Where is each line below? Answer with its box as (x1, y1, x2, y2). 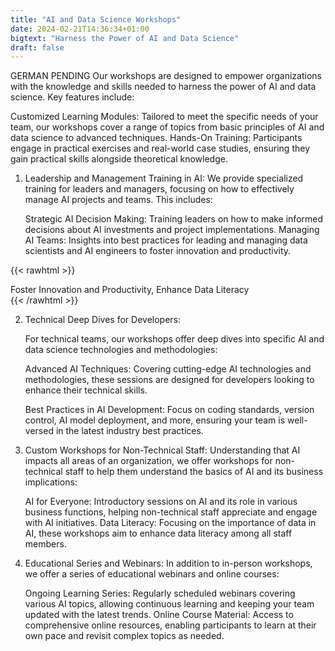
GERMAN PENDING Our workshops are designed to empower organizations (10, 70, 322, 82)
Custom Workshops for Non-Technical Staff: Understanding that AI (24, 444, 301, 456)
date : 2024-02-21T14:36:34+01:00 (10, 24, 150, 34)
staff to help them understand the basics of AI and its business (64, 466, 324, 478)
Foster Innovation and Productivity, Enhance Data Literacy (10, 284, 250, 296)
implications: (24, 476, 78, 488)
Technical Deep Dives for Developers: (24, 314, 182, 326)
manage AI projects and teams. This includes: (24, 194, 213, 206)
